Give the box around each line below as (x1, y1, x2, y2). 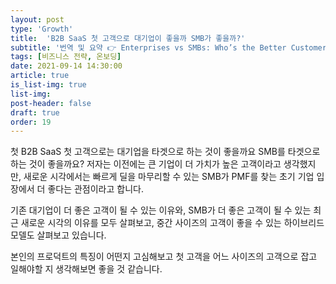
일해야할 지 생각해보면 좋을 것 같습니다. (10, 263, 163, 275)
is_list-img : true (10, 80, 87, 90)
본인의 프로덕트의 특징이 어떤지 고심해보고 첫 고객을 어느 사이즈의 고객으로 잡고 (10, 251, 318, 263)
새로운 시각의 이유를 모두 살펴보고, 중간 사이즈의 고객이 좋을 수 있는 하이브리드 (20, 217, 325, 229)
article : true (10, 71, 70, 81)
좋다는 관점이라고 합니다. (47, 183, 144, 195)
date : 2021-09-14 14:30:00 (10, 61, 123, 71)
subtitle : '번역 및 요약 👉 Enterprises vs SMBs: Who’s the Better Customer (10, 42, 327, 53)
